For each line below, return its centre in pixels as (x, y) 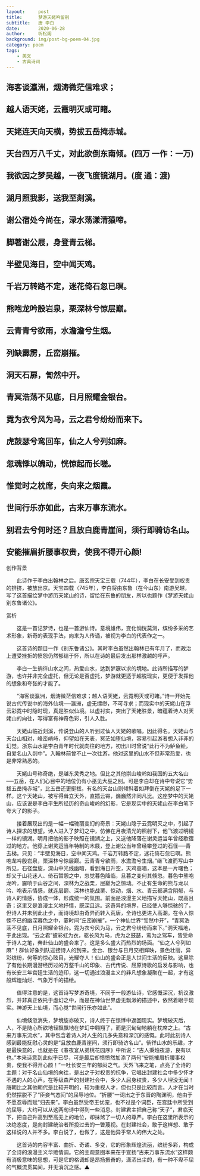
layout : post (28, 12)
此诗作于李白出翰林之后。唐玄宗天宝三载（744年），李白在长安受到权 (101, 580)
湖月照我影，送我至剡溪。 (53, 198)
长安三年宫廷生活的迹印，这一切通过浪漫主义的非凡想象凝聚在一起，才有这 (102, 972)
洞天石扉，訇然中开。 (45, 375)
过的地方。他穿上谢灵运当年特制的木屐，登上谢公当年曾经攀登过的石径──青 (99, 846)
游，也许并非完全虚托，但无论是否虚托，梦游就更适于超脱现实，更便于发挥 (97, 676)
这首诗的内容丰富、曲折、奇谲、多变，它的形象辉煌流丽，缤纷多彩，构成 (105, 1144)
